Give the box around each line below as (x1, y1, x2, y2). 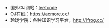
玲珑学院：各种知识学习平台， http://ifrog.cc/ (10, 17, 104, 23)
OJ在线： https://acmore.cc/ (10, 11, 69, 17)
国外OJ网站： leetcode (10, 5, 57, 10)
